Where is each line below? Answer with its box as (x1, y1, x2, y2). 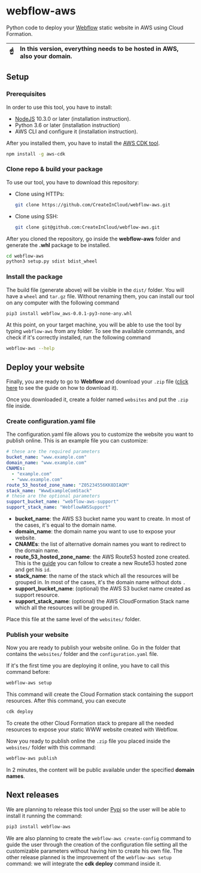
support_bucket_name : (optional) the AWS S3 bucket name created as (14, 585, 191, 593)
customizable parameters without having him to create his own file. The (6, 847, 182, 854)
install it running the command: (6, 812, 83, 819)
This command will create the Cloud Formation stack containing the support (6, 691, 193, 698)
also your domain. (20, 52, 72, 60)
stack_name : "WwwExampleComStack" (6, 487, 93, 494)
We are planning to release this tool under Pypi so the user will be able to (6, 805, 186, 813)
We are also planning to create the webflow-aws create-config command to (6, 834, 191, 841)
